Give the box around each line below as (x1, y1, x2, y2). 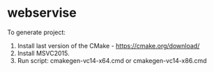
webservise (7, 5, 77, 21)
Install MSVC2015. (17, 49, 70, 57)
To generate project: (7, 28, 66, 36)
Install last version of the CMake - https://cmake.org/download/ (17, 41, 200, 50)
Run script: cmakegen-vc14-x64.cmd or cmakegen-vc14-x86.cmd (17, 56, 207, 64)
